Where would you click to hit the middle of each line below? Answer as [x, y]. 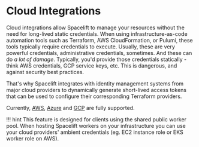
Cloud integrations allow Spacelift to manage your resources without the [95, 27]
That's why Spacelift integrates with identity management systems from [95, 83]
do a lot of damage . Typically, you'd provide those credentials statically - [97, 59]
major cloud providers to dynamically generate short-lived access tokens [97, 90]
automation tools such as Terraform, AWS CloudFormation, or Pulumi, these [99, 40]
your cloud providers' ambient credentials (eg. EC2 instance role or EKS [95, 132]
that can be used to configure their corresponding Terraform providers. [94, 96]
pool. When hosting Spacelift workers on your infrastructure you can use [96, 125]
